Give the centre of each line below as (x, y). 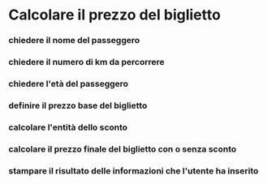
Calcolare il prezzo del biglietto (115, 15)
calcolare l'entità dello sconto (68, 127)
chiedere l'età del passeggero (68, 83)
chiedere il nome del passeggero (74, 41)
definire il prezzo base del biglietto (78, 105)
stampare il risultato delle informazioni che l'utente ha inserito (133, 170)
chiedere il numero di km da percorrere (86, 62)
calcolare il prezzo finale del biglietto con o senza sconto (123, 149)
